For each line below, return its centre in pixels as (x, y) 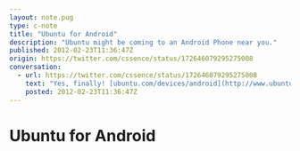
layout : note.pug (42, 17)
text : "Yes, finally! (65, 83)
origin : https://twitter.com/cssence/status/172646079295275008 (131, 59)
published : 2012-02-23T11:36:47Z (71, 51)
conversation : (36, 68)
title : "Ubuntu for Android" (63, 34)
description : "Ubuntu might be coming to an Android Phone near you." (143, 42)
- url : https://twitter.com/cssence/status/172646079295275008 (137, 75)
